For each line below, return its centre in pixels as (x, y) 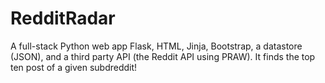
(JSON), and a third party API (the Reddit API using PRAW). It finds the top (163, 56)
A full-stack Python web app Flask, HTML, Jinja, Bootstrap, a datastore (156, 46)
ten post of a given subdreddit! (74, 67)
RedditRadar (63, 18)
